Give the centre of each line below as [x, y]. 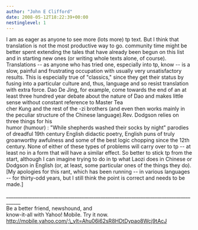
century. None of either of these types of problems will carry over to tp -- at [98, 146]
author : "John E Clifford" [39, 12]
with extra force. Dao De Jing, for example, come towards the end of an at [96, 90]
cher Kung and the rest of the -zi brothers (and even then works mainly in [95, 109]
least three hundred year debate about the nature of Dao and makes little [95, 96]
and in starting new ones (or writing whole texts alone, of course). [86, 58]
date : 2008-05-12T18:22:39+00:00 [47, 17]
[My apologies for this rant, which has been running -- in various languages [98, 172]
